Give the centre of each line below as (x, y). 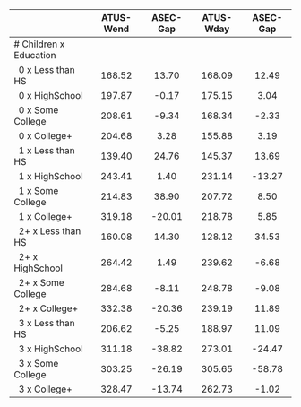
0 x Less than (47, 69)
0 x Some (39, 110)
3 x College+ (46, 389)
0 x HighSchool (51, 95)
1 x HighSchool (51, 176)
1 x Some (39, 191)
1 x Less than (47, 150)
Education (35, 55)
